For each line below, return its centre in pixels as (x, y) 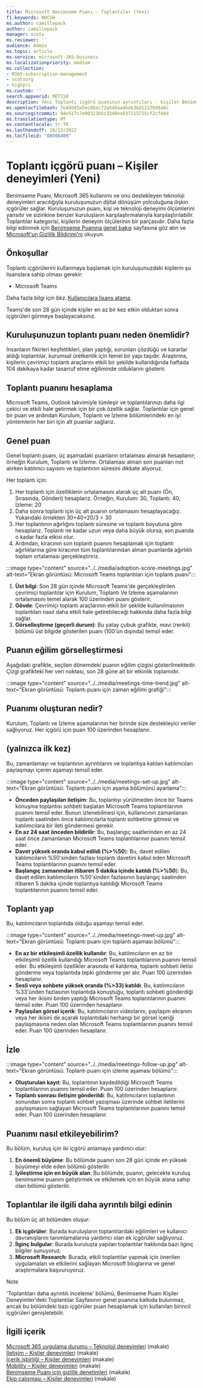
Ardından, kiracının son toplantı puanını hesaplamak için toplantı (94, 544)
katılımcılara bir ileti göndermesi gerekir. (65, 826)
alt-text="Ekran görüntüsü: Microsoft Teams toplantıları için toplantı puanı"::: (101, 575)
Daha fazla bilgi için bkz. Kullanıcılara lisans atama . (69, 298)
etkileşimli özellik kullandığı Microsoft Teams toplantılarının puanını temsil (106, 960)
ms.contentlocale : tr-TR (37, 125)
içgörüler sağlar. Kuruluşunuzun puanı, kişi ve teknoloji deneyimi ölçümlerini (101, 208)
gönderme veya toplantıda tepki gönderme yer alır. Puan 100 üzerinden (103, 973)
